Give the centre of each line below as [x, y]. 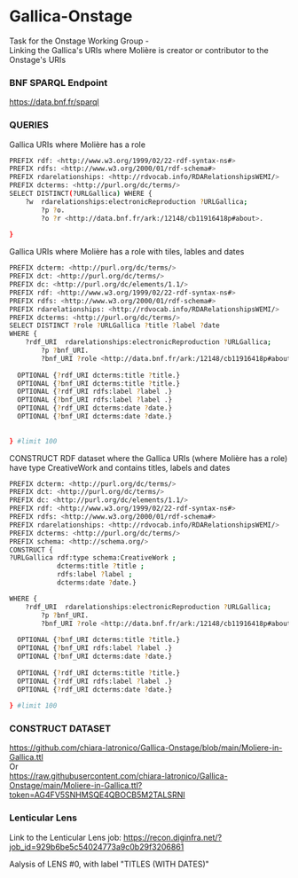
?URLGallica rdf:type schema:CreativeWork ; [93, 558]
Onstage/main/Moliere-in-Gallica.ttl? [76, 786]
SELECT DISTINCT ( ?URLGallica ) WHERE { [81, 194]
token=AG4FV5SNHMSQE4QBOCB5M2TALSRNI [97, 795]
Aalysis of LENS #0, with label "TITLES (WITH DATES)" [110, 864]
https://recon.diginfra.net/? [173, 837]
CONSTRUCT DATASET [60, 729]
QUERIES [29, 125]
